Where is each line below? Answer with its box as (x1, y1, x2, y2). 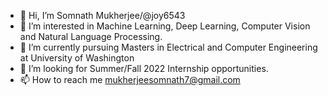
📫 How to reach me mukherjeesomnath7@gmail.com (19, 74, 241, 85)
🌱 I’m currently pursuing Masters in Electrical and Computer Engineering (19, 41, 318, 53)
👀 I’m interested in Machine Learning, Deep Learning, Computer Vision (19, 20, 311, 32)
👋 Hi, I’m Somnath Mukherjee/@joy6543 (19, 10, 186, 21)
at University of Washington (19, 52, 135, 64)
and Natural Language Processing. (19, 31, 163, 42)
